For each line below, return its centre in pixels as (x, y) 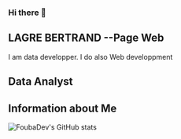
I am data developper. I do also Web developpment (90, 57)
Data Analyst (41, 82)
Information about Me (63, 108)
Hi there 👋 (28, 13)
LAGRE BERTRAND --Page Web (86, 38)
